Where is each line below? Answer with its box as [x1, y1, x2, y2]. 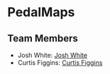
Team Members [7, 32, 78, 44]
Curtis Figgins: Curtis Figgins [17, 58, 103, 67]
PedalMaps [7, 4, 75, 20]
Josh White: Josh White [17, 51, 87, 59]
